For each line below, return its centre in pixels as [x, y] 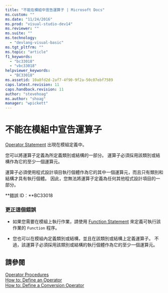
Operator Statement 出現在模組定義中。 [46, 145]
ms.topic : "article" [27, 52]
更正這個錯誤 [21, 210]
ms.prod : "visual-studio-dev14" [39, 24]
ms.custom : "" [20, 15]
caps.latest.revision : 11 [32, 84]
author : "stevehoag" [27, 94]
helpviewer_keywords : [28, 71]
